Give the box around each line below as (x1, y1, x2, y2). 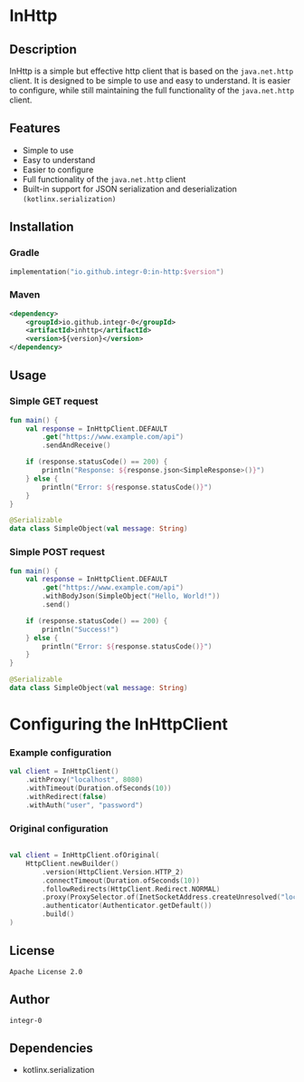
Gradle (9, 247, 40, 259)
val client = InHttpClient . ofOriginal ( (9, 851, 160, 860)
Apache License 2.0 (9, 967, 83, 976)
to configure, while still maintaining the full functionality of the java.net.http (9, 85, 295, 95)
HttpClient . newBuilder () (25, 859, 119, 868)
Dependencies (9, 1040, 93, 1056)
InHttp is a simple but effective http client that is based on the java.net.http (9, 65, 294, 76)
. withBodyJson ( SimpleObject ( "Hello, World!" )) (42, 591, 221, 601)
